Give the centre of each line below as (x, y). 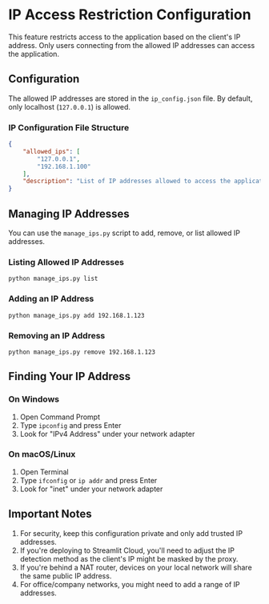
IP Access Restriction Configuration (130, 15)
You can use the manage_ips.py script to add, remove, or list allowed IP (124, 233)
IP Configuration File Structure (69, 127)
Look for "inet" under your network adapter (91, 489)
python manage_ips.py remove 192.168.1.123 (82, 352)
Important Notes (50, 514)
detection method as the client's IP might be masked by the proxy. (129, 558)
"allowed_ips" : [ (52, 151)
